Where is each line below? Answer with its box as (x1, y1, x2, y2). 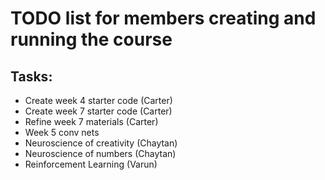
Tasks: (10, 68, 53, 85)
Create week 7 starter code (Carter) (24, 105, 173, 117)
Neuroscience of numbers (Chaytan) (24, 148, 177, 159)
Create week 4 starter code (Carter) (24, 95, 173, 106)
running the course (10, 28, 173, 51)
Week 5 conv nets (24, 127, 100, 138)
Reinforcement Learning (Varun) (24, 158, 158, 170)
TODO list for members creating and (10, 7, 317, 30)
